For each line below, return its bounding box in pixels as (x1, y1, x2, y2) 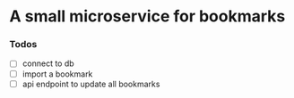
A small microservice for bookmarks (9, 6, 286, 27)
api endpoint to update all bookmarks (22, 78, 160, 89)
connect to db (22, 58, 74, 69)
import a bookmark (22, 69, 93, 79)
